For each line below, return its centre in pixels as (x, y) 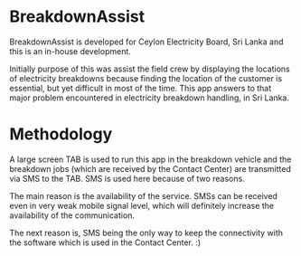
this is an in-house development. (70, 51)
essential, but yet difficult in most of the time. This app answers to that (141, 88)
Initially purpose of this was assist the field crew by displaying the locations (150, 69)
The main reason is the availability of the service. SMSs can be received (144, 195)
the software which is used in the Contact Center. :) (105, 242)
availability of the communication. (72, 215)
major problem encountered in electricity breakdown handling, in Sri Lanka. (149, 98)
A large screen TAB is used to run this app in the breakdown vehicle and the (150, 159)
